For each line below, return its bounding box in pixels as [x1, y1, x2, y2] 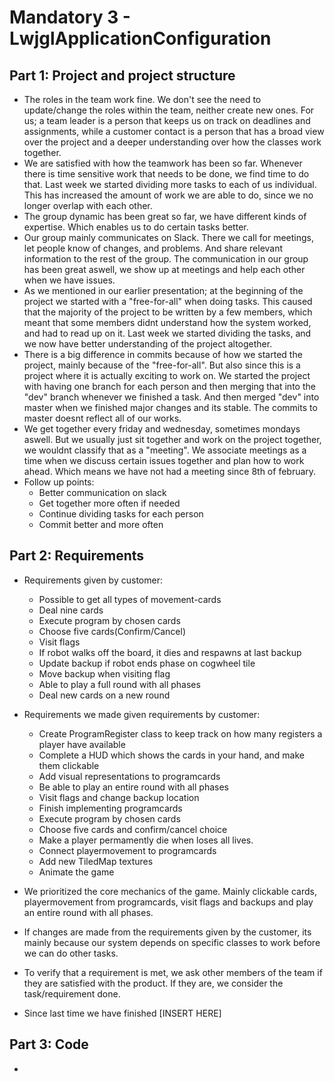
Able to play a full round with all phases [38, 678, 201, 690]
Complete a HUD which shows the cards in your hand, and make [38, 749, 305, 761]
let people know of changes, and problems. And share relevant [23, 242, 284, 254]
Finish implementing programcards [38, 802, 183, 814]
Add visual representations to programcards [38, 770, 221, 782]
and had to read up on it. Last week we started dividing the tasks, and [23, 327, 312, 339]
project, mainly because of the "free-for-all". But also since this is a [23, 359, 301, 371]
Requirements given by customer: [23, 574, 163, 586]
